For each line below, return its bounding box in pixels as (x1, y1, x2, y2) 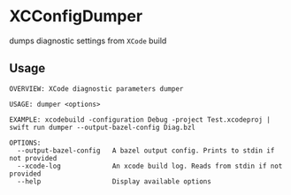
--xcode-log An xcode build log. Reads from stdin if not (17, 161, 283, 170)
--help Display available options (17, 176, 212, 186)
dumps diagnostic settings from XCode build (9, 35, 167, 46)
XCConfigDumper (9, 6, 143, 26)
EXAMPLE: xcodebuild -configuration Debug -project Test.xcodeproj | (9, 115, 272, 124)
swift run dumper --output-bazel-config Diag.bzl (9, 123, 196, 131)
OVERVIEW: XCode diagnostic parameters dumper (9, 84, 184, 94)
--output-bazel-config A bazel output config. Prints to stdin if (17, 146, 275, 155)
